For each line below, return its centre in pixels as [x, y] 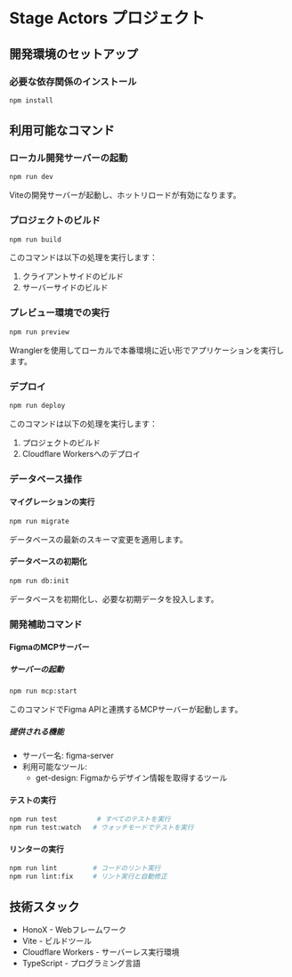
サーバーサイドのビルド [65, 288]
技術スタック [45, 906]
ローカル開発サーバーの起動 [69, 159]
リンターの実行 [36, 849]
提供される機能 [36, 731]
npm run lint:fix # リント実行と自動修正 [88, 877]
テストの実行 [32, 800]
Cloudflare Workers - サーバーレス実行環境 [101, 952]
